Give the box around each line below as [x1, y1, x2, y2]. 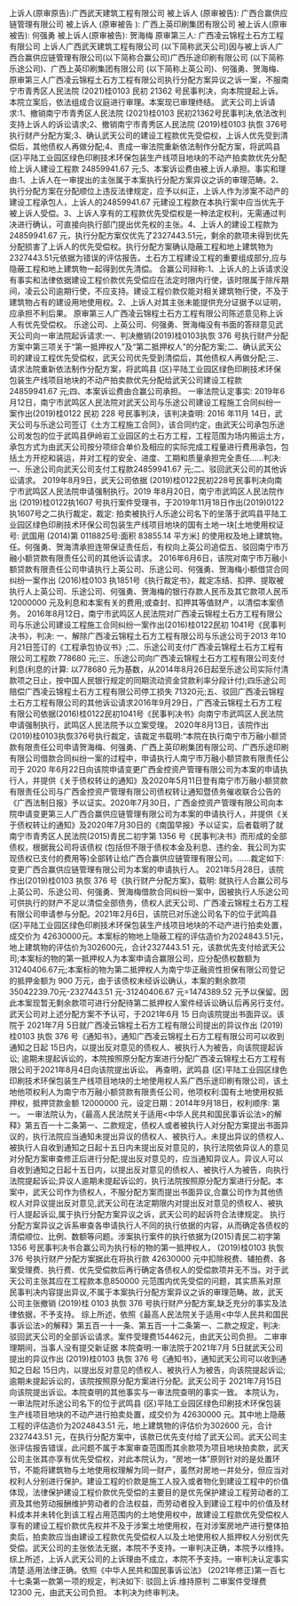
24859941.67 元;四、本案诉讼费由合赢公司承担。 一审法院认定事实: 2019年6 [9, 386, 286, 396]
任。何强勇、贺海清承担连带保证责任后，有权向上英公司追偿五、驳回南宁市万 [9, 542, 289, 552]
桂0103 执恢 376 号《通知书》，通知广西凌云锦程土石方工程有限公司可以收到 [9, 1031, 285, 1041]
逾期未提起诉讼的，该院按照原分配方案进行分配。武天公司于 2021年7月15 [9, 1376, 275, 1386]
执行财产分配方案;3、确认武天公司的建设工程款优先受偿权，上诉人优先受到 [9, 130, 281, 141]
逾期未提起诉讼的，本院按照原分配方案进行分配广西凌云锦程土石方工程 [21, 1053, 278, 1063]
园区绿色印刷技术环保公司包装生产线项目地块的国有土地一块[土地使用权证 [16, 520, 285, 529]
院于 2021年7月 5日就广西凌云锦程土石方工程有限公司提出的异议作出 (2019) [9, 1020, 284, 1030]
